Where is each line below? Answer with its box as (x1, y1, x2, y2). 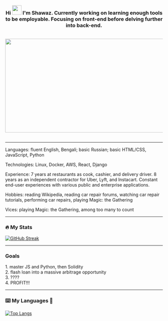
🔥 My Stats (5, 224, 32, 231)
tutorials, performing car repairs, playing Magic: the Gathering (5, 197, 133, 203)
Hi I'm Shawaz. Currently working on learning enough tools (5, 9, 162, 16)
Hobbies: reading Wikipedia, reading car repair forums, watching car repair (5, 191, 160, 197)
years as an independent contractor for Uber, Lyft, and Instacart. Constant (5, 176, 158, 182)
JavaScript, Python (5, 152, 44, 158)
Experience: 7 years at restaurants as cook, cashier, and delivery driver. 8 (5, 171, 156, 177)
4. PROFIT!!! (5, 279, 30, 285)
